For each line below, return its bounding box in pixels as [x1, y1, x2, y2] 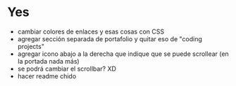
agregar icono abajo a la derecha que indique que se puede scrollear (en [17, 50, 229, 58]
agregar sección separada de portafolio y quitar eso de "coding [17, 34, 203, 43]
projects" [17, 42, 44, 50]
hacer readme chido [17, 71, 77, 80]
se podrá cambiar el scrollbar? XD [17, 64, 116, 73]
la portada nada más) [17, 57, 80, 65]
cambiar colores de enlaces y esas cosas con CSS [17, 27, 164, 36]
